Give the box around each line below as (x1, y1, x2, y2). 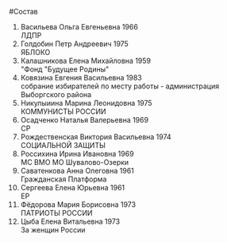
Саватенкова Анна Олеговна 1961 (20, 166, 134, 175)
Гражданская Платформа (20, 174, 107, 184)
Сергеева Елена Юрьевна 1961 (20, 183, 125, 192)
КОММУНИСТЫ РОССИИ (20, 107, 106, 116)
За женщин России (20, 225, 86, 234)
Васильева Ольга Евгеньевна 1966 (20, 22, 138, 31)
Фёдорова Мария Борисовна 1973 (20, 200, 137, 209)
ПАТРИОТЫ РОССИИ (20, 209, 94, 217)
